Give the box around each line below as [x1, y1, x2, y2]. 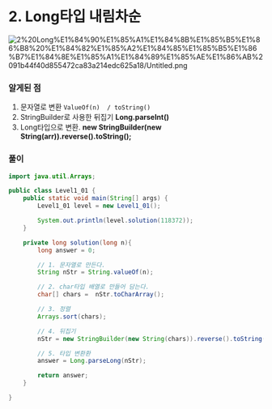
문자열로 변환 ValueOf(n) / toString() [19, 102, 151, 112]
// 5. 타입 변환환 [37, 349, 91, 357]
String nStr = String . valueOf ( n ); [37, 268, 154, 276]
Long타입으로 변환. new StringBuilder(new [19, 122, 162, 132]
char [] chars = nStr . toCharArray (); [37, 291, 164, 299]
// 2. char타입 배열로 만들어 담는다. [37, 283, 150, 292]
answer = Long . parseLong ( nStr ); [37, 357, 147, 365]
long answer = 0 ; [37, 246, 96, 254]
